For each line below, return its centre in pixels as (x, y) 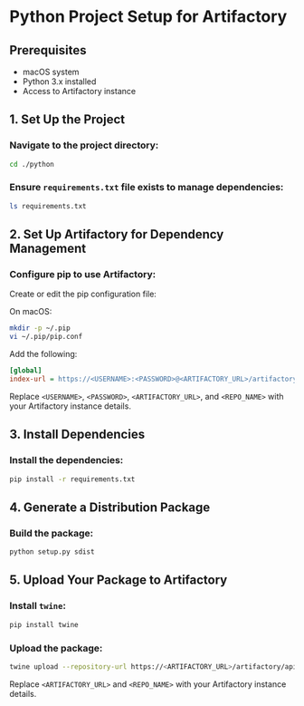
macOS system (51, 72)
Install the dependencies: (66, 460)
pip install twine (44, 624)
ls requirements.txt (48, 206)
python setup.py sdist (52, 552)
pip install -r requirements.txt (72, 479)
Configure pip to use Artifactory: (83, 275)
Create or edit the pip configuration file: (83, 294)
